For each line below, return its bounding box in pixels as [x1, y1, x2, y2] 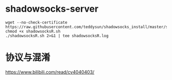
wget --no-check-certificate [5, 20, 68, 25]
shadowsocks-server [5, 3, 99, 15]
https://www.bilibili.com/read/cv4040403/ [5, 69, 95, 75]
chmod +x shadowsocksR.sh [5, 29, 60, 34]
